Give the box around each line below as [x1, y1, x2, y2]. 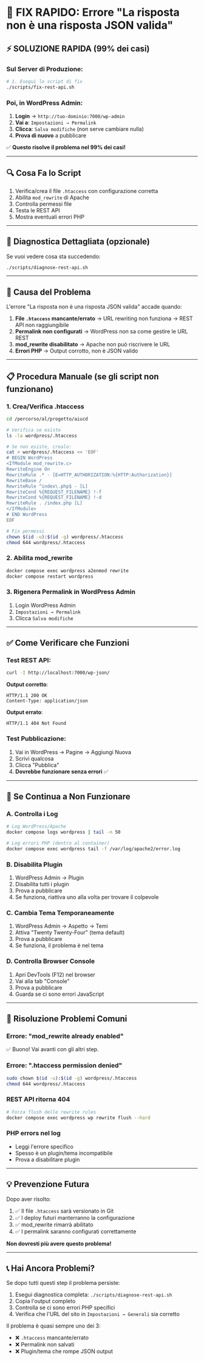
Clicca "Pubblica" [15, 761, 59, 769]
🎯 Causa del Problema [6, 287, 91, 297]
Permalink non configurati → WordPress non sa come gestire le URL [15, 328, 188, 335]
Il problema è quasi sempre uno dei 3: [6, 1322, 101, 1329]
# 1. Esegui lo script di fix [6, 79, 83, 85]
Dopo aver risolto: [6, 1195, 52, 1203]
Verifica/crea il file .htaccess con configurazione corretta [15, 187, 158, 194]
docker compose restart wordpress [6, 573, 94, 579]
